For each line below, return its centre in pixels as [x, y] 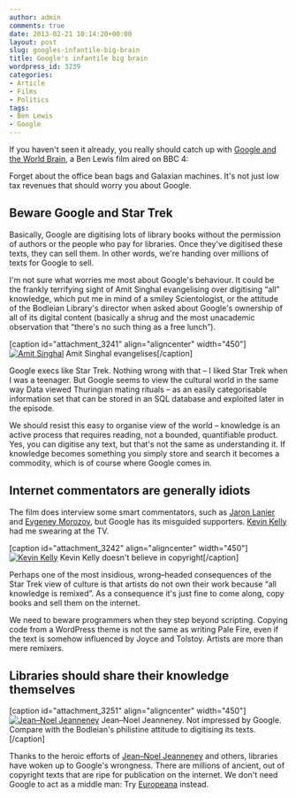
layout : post [33, 42]
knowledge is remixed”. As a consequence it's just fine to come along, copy [147, 593]
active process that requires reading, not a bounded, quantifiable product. [144, 434]
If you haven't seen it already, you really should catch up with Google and [143, 150]
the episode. [32, 408]
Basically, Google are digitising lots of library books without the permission [145, 234]
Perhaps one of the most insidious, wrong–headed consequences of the [140, 574]
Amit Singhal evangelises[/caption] [129, 353]
